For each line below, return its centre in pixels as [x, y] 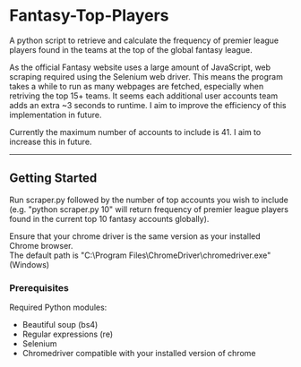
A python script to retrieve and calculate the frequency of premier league [144, 40]
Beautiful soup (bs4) [60, 325]
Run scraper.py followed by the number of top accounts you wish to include [149, 200]
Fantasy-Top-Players [89, 16]
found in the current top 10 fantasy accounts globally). [109, 218]
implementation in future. [56, 115]
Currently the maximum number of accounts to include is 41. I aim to [135, 132]
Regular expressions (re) [68, 334]
